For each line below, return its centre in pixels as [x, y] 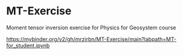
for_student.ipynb [28, 45]
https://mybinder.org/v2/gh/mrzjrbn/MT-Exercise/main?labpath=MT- [91, 39]
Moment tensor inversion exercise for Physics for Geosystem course [91, 27]
